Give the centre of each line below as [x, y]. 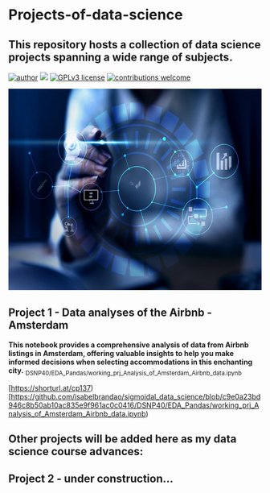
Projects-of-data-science [96, 15]
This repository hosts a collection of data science [135, 45]
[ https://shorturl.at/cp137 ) [51, 387]
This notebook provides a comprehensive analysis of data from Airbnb [129, 345]
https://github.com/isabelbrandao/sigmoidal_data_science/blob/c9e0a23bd [136, 396]
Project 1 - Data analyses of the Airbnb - [110, 313]
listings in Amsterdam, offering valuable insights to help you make [121, 353]
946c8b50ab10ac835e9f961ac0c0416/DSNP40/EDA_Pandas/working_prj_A [134, 405]
